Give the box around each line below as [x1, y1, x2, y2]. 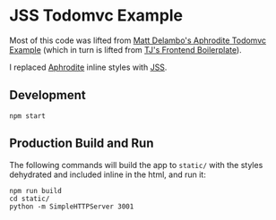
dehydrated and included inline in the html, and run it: [9, 169, 206, 180]
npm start [9, 111, 47, 121]
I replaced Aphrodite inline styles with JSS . [9, 62, 168, 72]
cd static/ [9, 194, 50, 203]
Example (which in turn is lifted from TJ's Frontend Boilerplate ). [9, 44, 242, 55]
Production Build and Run [9, 136, 154, 151]
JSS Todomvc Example [9, 5, 184, 26]
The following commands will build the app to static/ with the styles [9, 159, 263, 170]
